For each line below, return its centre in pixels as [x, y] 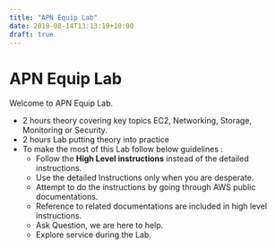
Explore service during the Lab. [94, 235]
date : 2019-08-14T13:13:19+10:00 [72, 26]
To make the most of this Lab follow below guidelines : [123, 150]
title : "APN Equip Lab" [54, 17]
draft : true [31, 34]
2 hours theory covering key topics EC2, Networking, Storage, [137, 121]
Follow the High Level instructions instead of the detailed [142, 159]
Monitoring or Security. [65, 130]
